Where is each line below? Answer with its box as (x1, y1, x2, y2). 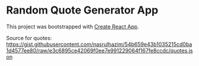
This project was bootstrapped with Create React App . (6, 23, 140, 30)
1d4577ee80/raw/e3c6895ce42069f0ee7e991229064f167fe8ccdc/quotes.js (6, 47, 193, 54)
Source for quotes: (6, 34, 52, 41)
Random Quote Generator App (6, 4, 159, 17)
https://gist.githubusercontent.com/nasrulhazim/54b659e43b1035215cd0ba (6, 41, 192, 48)
